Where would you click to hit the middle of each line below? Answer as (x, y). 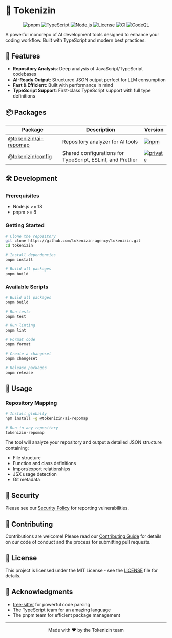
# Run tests (18, 312)
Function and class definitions (44, 463)
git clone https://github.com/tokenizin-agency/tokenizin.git (73, 241)
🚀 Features (23, 56)
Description (101, 129)
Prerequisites (22, 196)
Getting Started (25, 225)
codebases (25, 74)
